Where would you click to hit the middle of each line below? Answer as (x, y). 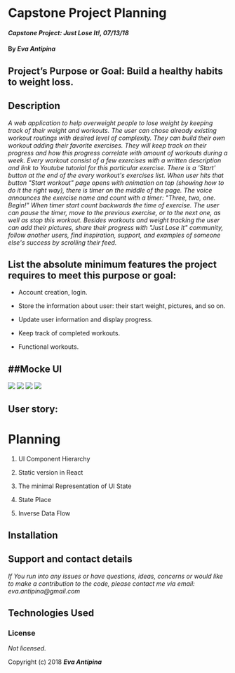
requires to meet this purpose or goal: (92, 275)
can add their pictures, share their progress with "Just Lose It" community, (116, 227)
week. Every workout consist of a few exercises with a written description (115, 160)
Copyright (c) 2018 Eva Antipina (55, 662)
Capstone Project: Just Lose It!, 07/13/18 (68, 32)
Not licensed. (27, 648)
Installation (33, 535)
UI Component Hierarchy (54, 459)
